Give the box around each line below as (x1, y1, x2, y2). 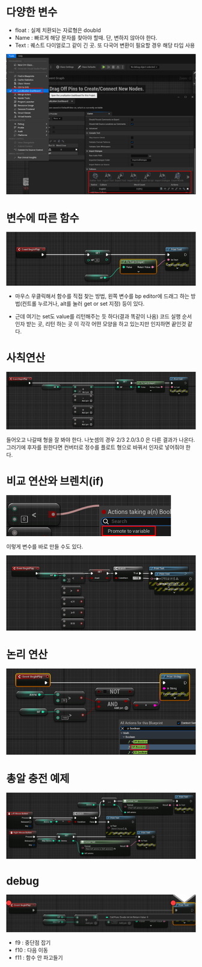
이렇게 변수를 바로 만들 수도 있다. (6, 543, 84, 550)
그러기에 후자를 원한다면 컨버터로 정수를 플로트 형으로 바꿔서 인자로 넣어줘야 (6, 443, 185, 451)
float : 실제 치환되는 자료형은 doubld (14, 26, 101, 34)
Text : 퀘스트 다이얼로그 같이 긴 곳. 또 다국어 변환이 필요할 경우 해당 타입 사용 (14, 42, 195, 49)
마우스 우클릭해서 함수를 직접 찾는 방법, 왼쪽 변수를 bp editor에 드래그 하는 (14, 292, 190, 300)
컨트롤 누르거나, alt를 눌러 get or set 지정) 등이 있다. (22, 300, 145, 307)
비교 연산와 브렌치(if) (6, 474, 104, 488)
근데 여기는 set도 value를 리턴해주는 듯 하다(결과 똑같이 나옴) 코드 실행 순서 (14, 312, 192, 320)
